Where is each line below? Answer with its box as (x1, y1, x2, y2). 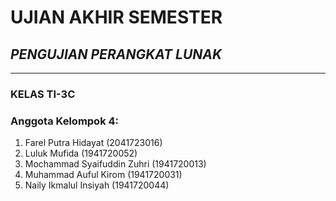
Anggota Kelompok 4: (10, 114, 120, 128)
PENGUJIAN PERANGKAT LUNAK (10, 46, 223, 63)
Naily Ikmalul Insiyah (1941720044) (24, 179, 170, 191)
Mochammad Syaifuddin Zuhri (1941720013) (24, 158, 207, 170)
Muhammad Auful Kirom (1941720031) (24, 169, 183, 181)
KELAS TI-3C (10, 87, 76, 101)
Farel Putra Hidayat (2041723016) (24, 137, 163, 149)
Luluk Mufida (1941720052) (24, 147, 138, 160)
